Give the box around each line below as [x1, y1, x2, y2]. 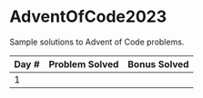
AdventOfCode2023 [9, 6, 167, 27]
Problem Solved [48, 57, 119, 70]
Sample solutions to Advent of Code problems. [9, 36, 185, 47]
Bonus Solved [127, 57, 189, 70]
